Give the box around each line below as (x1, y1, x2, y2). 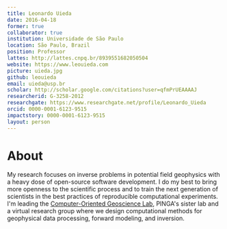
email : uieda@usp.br (7, 80, 66, 87)
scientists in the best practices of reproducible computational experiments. (7, 193, 219, 201)
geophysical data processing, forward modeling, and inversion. (7, 214, 185, 223)
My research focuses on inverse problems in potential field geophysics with (7, 171, 220, 179)
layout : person (7, 118, 51, 125)
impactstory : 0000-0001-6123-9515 (7, 112, 106, 119)
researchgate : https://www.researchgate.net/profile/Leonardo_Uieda (7, 99, 206, 106)
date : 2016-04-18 (7, 16, 57, 23)
